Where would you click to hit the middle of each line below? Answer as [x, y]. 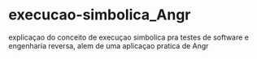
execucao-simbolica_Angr [100, 15]
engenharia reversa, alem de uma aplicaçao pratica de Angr [109, 45]
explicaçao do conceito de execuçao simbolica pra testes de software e [129, 37]
